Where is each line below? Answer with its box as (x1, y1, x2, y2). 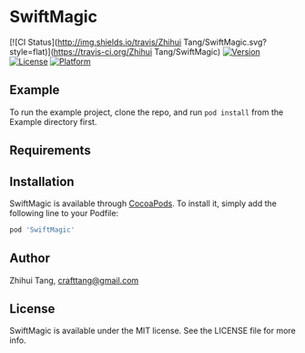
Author (9, 251, 50, 266)
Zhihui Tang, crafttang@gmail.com (9, 275, 139, 286)
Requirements (9, 143, 91, 159)
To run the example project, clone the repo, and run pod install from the (9, 107, 284, 118)
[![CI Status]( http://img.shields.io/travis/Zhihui (9, 36, 182, 47)
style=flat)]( (9, 46, 55, 57)
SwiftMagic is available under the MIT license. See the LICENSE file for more (9, 326, 296, 337)
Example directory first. (9, 116, 97, 127)
